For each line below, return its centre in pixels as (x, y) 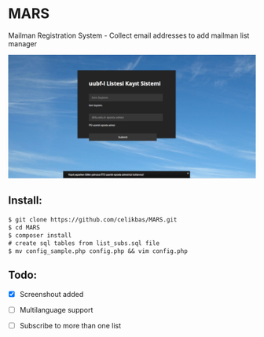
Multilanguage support (56, 310)
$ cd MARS (24, 227)
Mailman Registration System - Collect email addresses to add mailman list (129, 35)
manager (23, 43)
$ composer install (40, 235)
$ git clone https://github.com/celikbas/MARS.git (93, 220)
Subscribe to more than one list (70, 325)
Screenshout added (51, 294)
